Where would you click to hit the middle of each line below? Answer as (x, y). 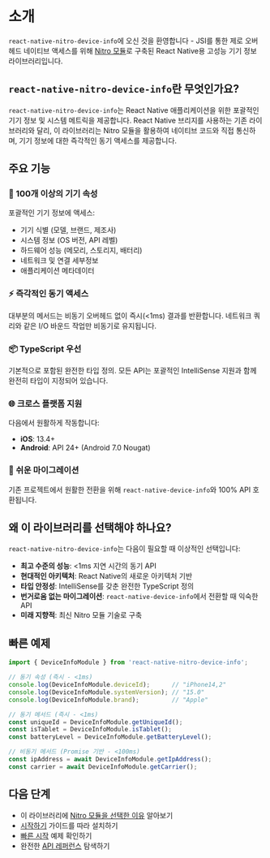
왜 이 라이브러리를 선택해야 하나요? (90, 528)
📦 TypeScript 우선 (45, 348)
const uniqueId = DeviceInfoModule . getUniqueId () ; (96, 722)
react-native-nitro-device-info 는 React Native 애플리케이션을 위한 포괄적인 (134, 110)
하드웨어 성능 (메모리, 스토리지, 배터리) (81, 250)
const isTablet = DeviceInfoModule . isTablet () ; (90, 730)
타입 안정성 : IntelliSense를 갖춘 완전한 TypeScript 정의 (107, 586)
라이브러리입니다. (36, 61)
